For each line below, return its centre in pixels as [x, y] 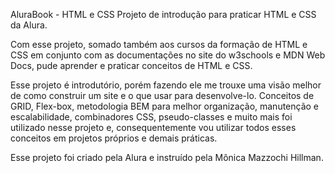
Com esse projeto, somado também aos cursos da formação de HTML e [159, 44]
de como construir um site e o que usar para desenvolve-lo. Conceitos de [162, 95]
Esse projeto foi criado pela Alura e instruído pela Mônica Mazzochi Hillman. [167, 157]
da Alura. [29, 25]
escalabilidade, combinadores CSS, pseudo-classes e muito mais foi [151, 117]
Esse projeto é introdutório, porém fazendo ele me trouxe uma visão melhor [166, 85]
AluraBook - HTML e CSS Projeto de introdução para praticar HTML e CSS [163, 14]
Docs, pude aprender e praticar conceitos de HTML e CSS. [131, 65]
